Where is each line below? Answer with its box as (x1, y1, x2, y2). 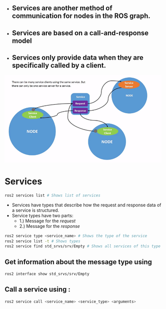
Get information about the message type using (4, 258, 152, 266)
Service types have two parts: (11, 212, 74, 218)
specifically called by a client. (11, 61, 106, 70)
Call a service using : (4, 285, 71, 294)
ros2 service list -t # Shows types (4, 239, 81, 244)
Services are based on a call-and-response (11, 28, 149, 37)
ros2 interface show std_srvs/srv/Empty (4, 272, 90, 277)
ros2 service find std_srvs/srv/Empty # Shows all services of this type (4, 244, 161, 249)
